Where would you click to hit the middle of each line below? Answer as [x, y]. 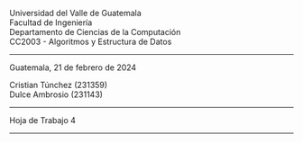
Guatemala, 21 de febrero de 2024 [73, 67]
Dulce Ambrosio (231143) [56, 94]
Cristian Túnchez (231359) [59, 85]
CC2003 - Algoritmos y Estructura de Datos [91, 41]
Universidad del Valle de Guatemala [75, 13]
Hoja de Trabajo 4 [43, 120]
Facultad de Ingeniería [51, 22]
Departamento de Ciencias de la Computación [95, 32]
